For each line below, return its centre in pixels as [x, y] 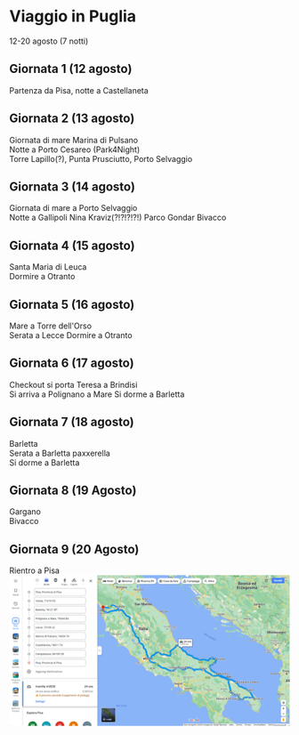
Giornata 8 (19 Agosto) [73, 491]
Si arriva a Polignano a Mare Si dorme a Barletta [97, 394]
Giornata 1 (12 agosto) [71, 69]
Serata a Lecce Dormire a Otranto [71, 335]
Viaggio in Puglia [73, 16]
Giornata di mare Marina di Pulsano [74, 140]
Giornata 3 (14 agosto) [73, 186]
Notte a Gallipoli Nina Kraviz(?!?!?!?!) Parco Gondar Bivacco [118, 218]
